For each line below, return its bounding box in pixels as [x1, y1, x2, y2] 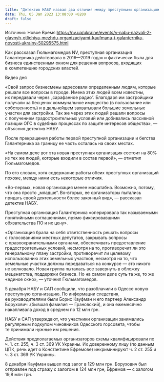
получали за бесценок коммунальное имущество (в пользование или [5, 100, 151, 106]
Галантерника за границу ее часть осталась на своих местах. [5, 141, 134, 146]
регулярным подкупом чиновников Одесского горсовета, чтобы [5, 321, 140, 327]
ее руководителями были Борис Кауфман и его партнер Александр [5, 296, 146, 302]
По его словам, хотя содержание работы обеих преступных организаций [5, 170, 159, 176]
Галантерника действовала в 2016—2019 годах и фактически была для [5, 55, 153, 61]
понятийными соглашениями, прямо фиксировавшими [5, 215, 120, 221]
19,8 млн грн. [5, 372, 33, 378]
